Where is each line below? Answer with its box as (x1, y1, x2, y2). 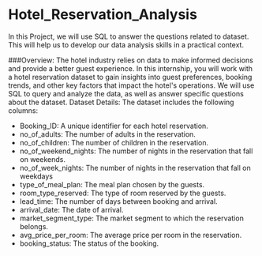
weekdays (19, 171, 54, 181)
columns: (8, 105, 39, 115)
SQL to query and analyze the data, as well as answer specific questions (8, 88, 245, 98)
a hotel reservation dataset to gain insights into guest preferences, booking (8, 72, 253, 81)
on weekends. (19, 154, 65, 164)
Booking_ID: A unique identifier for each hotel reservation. (19, 121, 209, 130)
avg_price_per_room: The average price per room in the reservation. (19, 230, 242, 239)
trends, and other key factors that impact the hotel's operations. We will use (8, 81, 255, 90)
